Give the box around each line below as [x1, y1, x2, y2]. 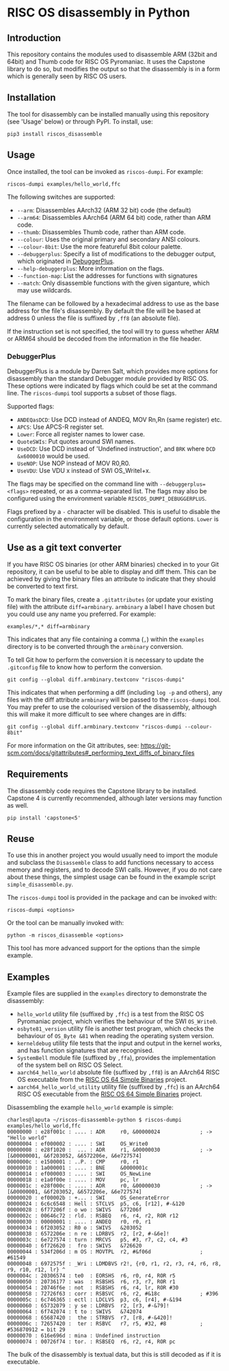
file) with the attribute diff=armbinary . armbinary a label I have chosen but [7, 602, 215, 610]
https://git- [140, 741, 171, 750]
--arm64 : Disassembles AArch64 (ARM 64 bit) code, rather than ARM [16, 213, 211, 221]
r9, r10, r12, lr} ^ [7, 1266, 66, 1274]
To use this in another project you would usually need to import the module [7, 851, 219, 859]
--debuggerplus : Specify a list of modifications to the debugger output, [16, 249, 216, 258]
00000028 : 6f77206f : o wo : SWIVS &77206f [7, 1207, 142, 1213]
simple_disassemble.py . [7, 880, 74, 889]
